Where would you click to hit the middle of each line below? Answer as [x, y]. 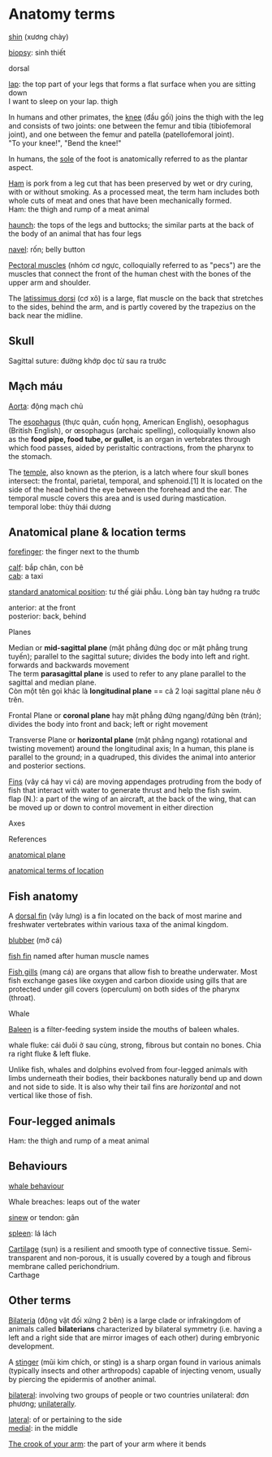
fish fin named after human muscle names [79, 956]
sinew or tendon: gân [44, 1217]
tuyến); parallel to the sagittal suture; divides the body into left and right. [129, 657]
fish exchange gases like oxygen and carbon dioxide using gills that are [128, 981]
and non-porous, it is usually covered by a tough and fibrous [150, 1258]
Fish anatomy [43, 896]
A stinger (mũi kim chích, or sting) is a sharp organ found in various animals [135, 1362]
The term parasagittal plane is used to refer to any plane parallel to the [127, 674]
